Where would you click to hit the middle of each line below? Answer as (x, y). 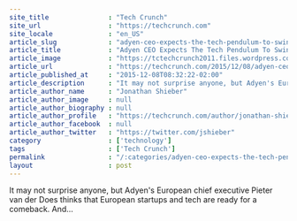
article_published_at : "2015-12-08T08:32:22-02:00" (116, 75)
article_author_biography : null (71, 108)
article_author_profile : (61, 116)
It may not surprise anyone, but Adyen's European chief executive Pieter (141, 190)
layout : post (71, 165)
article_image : (61, 58)
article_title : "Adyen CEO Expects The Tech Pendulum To (140, 50)
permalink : (61, 157)
